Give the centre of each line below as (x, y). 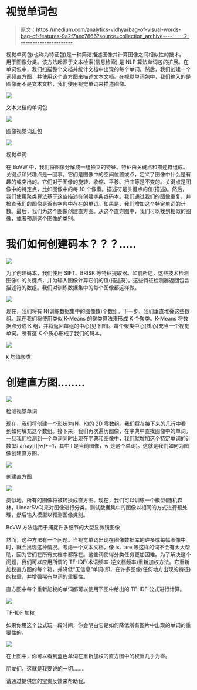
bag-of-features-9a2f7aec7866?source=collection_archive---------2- (105, 36)
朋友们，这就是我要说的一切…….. (45, 668)
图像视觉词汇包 (24, 131)
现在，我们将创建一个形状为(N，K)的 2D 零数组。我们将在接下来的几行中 (94, 424)
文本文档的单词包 (27, 107)
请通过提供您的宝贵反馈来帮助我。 (47, 681)
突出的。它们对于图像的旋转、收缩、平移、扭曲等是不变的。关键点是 (103, 181)
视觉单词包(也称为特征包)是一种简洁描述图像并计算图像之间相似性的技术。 (95, 54)
